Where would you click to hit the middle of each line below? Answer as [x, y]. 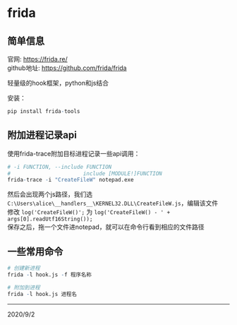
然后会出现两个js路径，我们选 [50, 194]
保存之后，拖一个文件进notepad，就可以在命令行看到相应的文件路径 [106, 227]
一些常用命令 [35, 251]
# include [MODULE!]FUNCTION [85, 173]
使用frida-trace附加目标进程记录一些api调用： [74, 153]
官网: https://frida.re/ [38, 59]
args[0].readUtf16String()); [50, 219]
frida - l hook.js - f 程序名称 [49, 275]
